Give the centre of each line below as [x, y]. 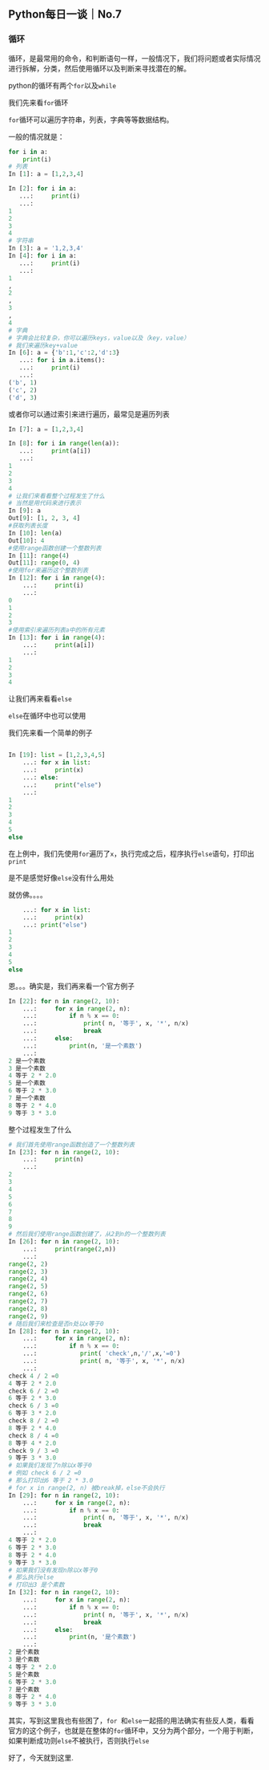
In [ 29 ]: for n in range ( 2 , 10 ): [64, 1495]
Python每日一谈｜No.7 [65, 14]
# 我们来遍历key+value [43, 345]
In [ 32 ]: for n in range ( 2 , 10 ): [64, 1593]
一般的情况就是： [36, 136]
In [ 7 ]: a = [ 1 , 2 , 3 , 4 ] [46, 429]
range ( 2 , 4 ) [28, 1279]
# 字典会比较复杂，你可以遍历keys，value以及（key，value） [99, 338]
